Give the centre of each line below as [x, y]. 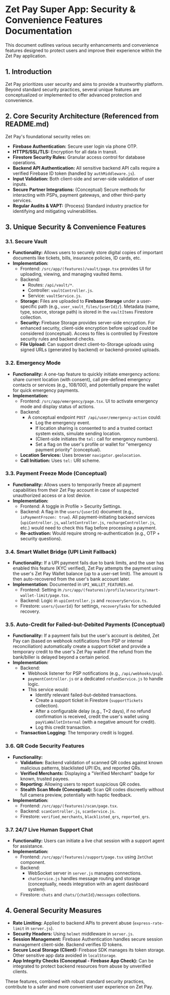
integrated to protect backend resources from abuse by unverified [82, 966]
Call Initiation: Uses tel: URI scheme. [60, 460]
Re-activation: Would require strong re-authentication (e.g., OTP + [90, 533]
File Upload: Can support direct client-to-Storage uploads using [87, 345]
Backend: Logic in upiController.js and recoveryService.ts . [84, 601]
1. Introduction [28, 72]
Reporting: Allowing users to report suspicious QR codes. [80, 784]
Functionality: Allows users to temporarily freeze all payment [77, 484]
